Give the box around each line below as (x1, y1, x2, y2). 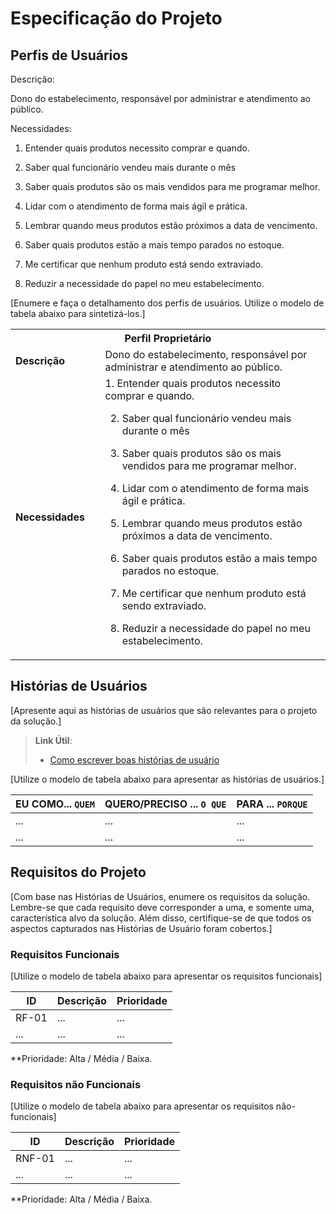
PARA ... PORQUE (236, 797, 308, 811)
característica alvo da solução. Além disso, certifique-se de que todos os (10, 912, 312, 924)
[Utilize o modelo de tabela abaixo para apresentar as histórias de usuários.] (10, 773, 325, 785)
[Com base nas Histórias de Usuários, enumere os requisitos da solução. (10, 890, 311, 902)
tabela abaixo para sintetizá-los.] (10, 308, 146, 319)
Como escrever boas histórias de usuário (49, 753, 220, 766)
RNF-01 (15, 1152, 55, 1166)
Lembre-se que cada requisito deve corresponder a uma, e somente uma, (10, 901, 315, 913)
